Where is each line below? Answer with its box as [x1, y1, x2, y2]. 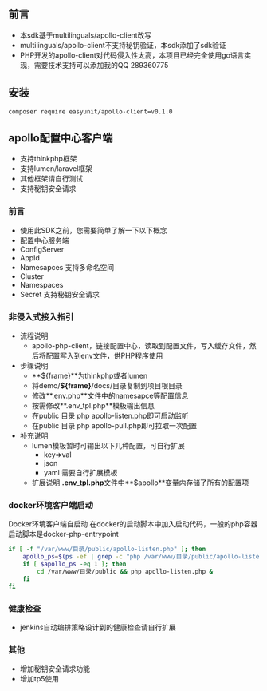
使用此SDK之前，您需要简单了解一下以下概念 [19, 225, 167, 235]
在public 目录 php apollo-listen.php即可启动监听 [31, 411, 189, 421]
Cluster [19, 271, 44, 281]
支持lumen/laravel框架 [19, 164, 93, 173]
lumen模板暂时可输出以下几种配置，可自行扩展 [31, 441, 185, 451]
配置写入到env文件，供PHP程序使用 [45, 351, 163, 361]
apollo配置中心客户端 [8, 131, 113, 145]
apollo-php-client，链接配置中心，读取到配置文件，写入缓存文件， [31, 341, 249, 351]
